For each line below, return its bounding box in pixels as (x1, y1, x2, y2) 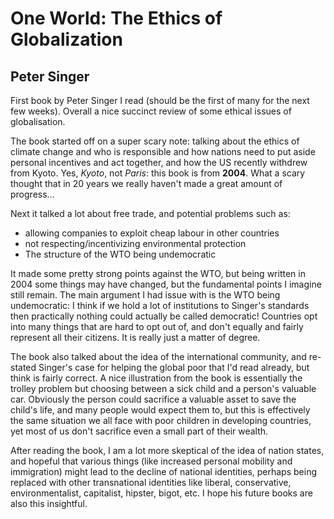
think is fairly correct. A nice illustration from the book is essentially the (10, 372, 303, 384)
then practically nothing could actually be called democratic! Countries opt (10, 310, 318, 322)
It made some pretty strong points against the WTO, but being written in (10, 268, 306, 279)
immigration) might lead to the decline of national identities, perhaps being (10, 466, 317, 477)
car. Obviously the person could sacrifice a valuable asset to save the (10, 393, 297, 405)
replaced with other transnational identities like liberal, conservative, (10, 477, 292, 488)
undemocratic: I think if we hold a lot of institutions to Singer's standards (10, 300, 310, 311)
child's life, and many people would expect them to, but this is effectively (10, 404, 311, 416)
